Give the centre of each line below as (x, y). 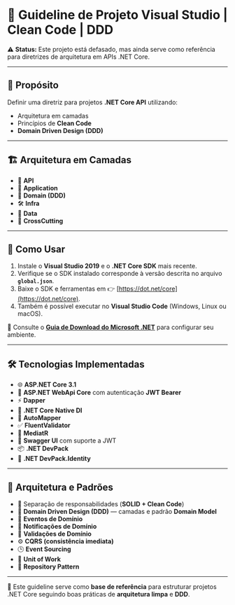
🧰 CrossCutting (40, 221)
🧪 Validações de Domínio (55, 534)
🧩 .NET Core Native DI (50, 410)
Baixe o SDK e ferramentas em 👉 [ (68, 289)
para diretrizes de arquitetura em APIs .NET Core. (79, 57)
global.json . (36, 281)
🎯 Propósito (33, 85)
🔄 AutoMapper (39, 418)
